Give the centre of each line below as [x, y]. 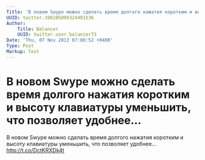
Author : [16, 23]
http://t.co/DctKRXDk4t [35, 150]
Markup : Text [23, 52]
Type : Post [20, 46]
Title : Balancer [38, 29]
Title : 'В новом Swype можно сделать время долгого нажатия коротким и [99, 12]
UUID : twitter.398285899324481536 [50, 18]
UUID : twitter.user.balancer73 [57, 35]
